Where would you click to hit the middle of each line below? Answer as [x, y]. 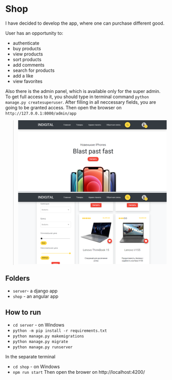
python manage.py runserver [42, 347]
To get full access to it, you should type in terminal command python [77, 97]
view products [28, 54]
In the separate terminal [30, 356]
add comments [28, 65]
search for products [34, 70]
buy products [27, 48]
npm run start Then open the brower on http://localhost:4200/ [79, 372]
